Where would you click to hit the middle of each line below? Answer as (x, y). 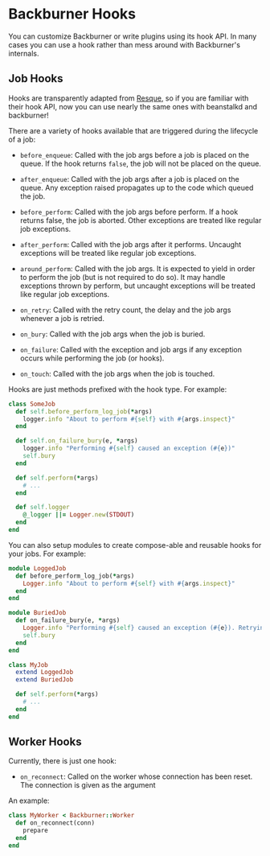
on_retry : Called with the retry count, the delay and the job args (125, 310)
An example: (29, 800)
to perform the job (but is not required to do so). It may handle (123, 277)
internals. (24, 53)
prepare (35, 831)
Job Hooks (36, 78)
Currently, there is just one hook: (62, 761)
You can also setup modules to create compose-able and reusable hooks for (135, 545)
